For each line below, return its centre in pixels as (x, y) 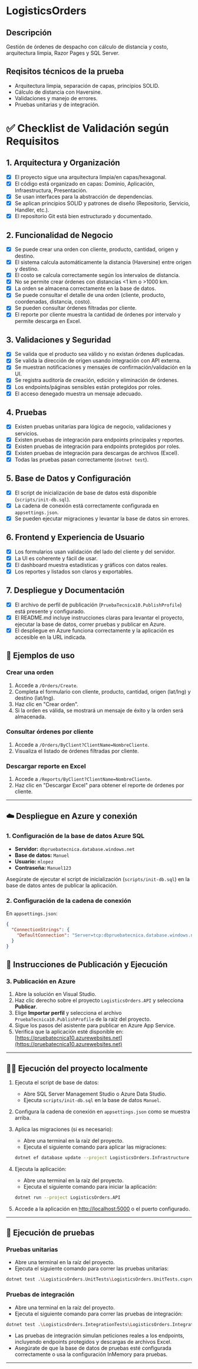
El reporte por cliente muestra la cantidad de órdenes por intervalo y (98, 315)
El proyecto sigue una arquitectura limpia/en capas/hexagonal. (90, 177)
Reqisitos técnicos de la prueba (65, 72)
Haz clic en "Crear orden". (46, 704)
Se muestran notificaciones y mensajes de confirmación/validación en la (103, 367)
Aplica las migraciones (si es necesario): (64, 1129)
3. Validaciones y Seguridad (59, 340)
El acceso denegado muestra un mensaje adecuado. (78, 394)
